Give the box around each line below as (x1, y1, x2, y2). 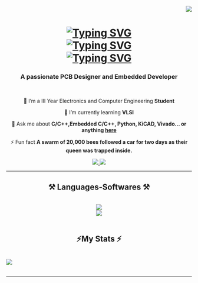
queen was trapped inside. (65, 147, 133, 154)
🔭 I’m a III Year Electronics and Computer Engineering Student (23, 98, 175, 105)
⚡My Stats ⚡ (76, 234, 122, 244)
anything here (81, 127, 117, 134)
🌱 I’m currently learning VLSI (64, 109, 134, 116)
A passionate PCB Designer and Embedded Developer (20, 73, 178, 81)
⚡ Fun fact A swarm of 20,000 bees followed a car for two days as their (10, 139, 188, 146)
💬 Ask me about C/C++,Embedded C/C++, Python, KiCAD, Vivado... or (11, 120, 187, 127)
